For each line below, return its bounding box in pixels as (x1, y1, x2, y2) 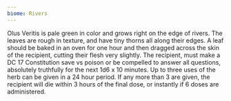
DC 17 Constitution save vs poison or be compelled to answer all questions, (7, 58, 221, 66)
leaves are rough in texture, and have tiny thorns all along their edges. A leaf (7, 36, 224, 45)
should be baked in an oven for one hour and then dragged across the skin (7, 43, 219, 52)
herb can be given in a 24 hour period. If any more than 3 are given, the (7, 73, 210, 81)
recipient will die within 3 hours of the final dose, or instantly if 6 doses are (7, 80, 219, 88)
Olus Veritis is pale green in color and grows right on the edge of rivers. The (7, 29, 223, 37)
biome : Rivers (7, 10, 48, 17)
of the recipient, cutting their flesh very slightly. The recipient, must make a (7, 51, 221, 59)
